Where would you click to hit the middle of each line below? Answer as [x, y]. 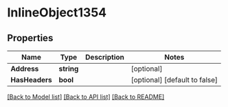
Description [105, 57]
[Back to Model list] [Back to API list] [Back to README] [86, 97]
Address [25, 69]
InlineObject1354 [57, 13]
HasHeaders [32, 80]
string [69, 69]
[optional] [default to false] [174, 80]
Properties [30, 38]
